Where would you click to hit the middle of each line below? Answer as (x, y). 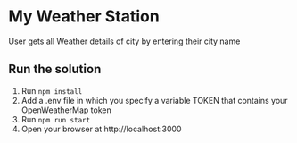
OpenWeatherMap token (66, 110)
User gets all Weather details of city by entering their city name (124, 41)
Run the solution (55, 69)
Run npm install (52, 90)
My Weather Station (84, 17)
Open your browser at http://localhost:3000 (101, 129)
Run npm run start (56, 119)
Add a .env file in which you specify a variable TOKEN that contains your (154, 100)
